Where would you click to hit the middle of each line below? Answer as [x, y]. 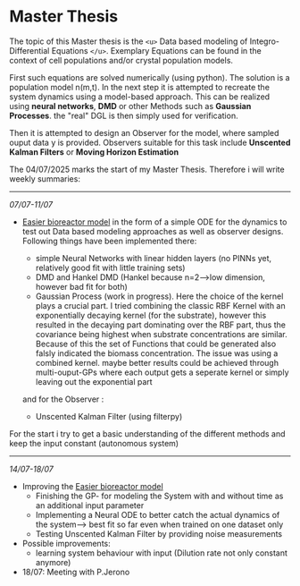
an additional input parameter [90, 505]
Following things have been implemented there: [109, 241]
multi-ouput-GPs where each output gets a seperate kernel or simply [162, 372]
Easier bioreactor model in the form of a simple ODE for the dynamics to [154, 222]
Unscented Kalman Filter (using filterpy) [109, 416]
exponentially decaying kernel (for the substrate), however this [151, 315]
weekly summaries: [45, 178]
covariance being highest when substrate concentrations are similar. [161, 334]
